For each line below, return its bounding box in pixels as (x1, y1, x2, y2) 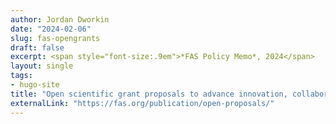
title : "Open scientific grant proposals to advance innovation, (10, 89, 288, 99)
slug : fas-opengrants (10, 33, 101, 43)
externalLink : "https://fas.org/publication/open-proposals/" (10, 98, 275, 108)
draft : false (10, 42, 65, 53)
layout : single (10, 61, 74, 71)
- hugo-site (10, 80, 60, 90)
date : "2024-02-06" (10, 24, 92, 34)
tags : (10, 71, 33, 81)
